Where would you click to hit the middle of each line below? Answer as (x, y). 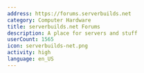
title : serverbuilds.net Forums (54, 26)
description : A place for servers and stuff (72, 33)
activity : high (29, 53)
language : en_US (30, 59)
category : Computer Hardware (49, 20)
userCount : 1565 (30, 40)
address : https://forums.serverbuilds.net (69, 14)
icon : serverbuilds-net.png (48, 46)
